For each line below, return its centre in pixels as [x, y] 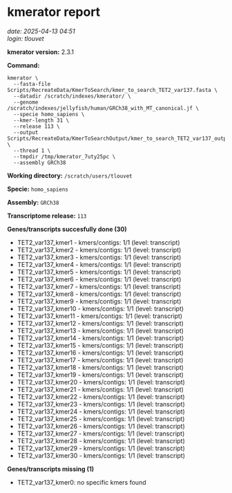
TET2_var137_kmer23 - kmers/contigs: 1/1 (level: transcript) [101, 404]
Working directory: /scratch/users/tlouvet [70, 175]
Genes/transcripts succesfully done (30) [67, 229]
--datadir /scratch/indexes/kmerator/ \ [72, 96]
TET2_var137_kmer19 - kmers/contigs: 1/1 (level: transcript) [100, 375]
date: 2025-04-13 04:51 [41, 31]
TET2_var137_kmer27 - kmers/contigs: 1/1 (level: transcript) [101, 434]
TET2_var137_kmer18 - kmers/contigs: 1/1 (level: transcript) [100, 367]
